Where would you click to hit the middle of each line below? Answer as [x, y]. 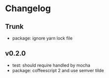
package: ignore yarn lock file [42, 38]
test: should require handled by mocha [51, 65]
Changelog [28, 9]
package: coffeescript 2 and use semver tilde [58, 70]
